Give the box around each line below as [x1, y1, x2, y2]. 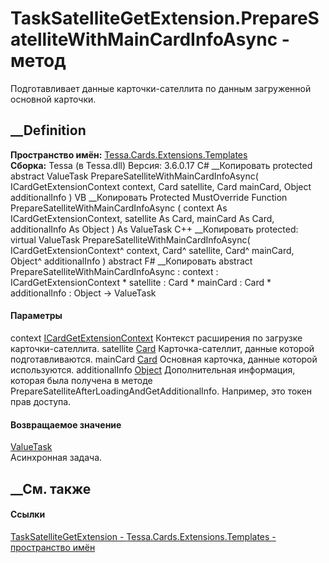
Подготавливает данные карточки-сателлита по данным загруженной [10, 82, 312, 94]
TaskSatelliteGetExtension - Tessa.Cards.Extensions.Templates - [10, 530, 277, 542]
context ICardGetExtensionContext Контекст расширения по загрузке [10, 332, 303, 344]
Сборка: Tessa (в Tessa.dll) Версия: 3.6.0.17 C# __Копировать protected [10, 159, 313, 171]
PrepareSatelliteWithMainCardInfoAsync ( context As [10, 202, 228, 214]
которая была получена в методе [10, 374, 153, 386]
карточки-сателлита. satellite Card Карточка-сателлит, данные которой [10, 342, 315, 354]
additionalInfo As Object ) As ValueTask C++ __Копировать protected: [10, 223, 299, 235]
